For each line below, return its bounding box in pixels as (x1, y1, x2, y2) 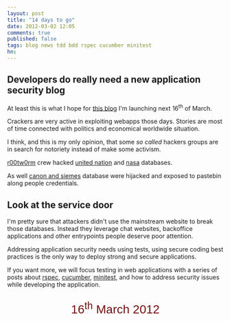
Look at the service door (7, 199, 113, 210)
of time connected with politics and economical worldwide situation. (7, 124, 200, 133)
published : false (7, 36, 57, 43)
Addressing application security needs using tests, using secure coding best (7, 245, 224, 254)
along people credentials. (7, 179, 79, 188)
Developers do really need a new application (7, 74, 201, 86)
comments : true (7, 29, 51, 36)
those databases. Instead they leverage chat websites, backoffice (7, 225, 194, 233)
